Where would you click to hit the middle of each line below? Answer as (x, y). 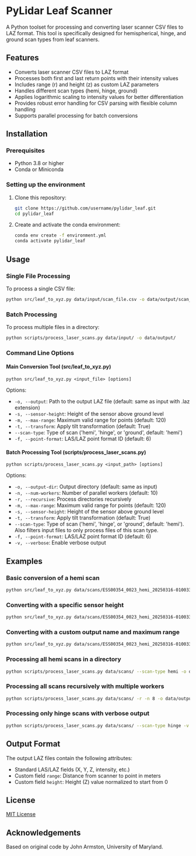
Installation (27, 134)
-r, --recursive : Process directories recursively (73, 499)
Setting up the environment (46, 184)
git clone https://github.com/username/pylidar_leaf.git (85, 208)
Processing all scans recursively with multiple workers (85, 686)
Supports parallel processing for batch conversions (76, 115)
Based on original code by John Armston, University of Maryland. (85, 847)
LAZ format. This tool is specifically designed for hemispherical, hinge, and (96, 33)
